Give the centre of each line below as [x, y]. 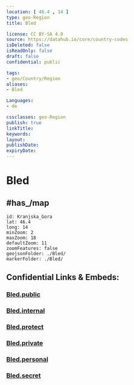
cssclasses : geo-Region [36, 117]
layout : [16, 139]
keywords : [19, 134]
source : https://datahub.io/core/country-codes [67, 40]
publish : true [24, 122]
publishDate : [23, 145]
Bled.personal [27, 359]
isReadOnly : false [29, 51]
